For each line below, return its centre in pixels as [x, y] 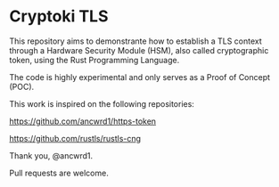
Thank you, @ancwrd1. [51, 155]
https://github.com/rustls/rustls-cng [75, 138]
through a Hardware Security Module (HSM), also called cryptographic [139, 50]
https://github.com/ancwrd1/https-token [83, 121]
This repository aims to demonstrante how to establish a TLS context [136, 41]
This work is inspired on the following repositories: [102, 103]
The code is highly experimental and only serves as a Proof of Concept [139, 77]
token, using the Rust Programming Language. [94, 60]
